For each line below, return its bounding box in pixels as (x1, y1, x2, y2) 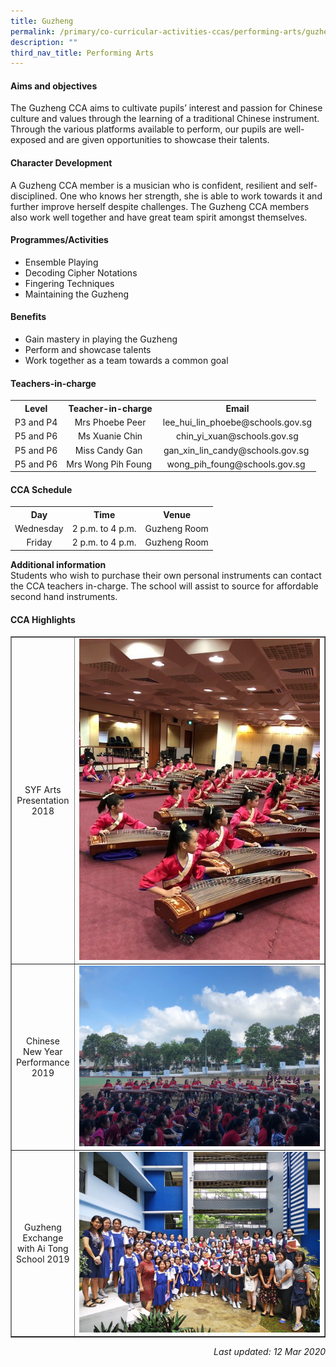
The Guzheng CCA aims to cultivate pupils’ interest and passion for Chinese (10, 102, 323, 114)
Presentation (16, 794, 70, 806)
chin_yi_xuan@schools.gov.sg (176, 430, 299, 442)
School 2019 (16, 1253, 70, 1265)
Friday (26, 536, 53, 549)
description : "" (10, 37, 78, 47)
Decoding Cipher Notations (24, 266, 138, 279)
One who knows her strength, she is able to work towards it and (59, 190, 323, 202)
